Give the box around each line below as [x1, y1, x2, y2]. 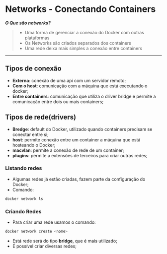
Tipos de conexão [5, 64, 62, 73]
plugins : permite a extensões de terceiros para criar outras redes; [12, 152, 148, 158]
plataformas [24, 35, 50, 41]
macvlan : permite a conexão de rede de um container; [12, 147, 124, 153]
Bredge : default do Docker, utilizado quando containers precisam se [12, 126, 153, 132]
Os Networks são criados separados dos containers [24, 40, 132, 46]
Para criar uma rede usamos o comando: [12, 219, 96, 225]
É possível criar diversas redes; [12, 243, 77, 249]
